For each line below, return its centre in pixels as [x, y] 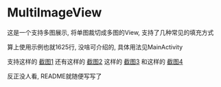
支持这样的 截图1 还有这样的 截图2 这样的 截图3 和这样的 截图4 [95, 61]
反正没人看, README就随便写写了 [55, 76]
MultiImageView [55, 13]
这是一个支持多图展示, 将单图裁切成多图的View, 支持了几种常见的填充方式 [110, 32]
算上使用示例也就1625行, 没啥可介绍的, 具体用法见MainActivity [95, 47]
